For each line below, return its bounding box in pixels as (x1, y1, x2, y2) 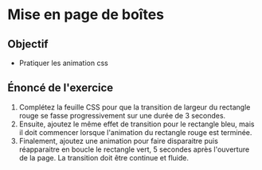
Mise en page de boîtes (7, 6, 165, 24)
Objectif (7, 37, 49, 51)
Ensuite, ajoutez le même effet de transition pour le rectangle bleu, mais (18, 119, 255, 129)
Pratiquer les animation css (18, 58, 108, 68)
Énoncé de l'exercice (7, 81, 114, 95)
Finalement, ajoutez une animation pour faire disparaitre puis (18, 136, 218, 145)
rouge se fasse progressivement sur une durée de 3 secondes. (18, 110, 226, 120)
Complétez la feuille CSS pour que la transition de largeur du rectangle (18, 102, 251, 112)
